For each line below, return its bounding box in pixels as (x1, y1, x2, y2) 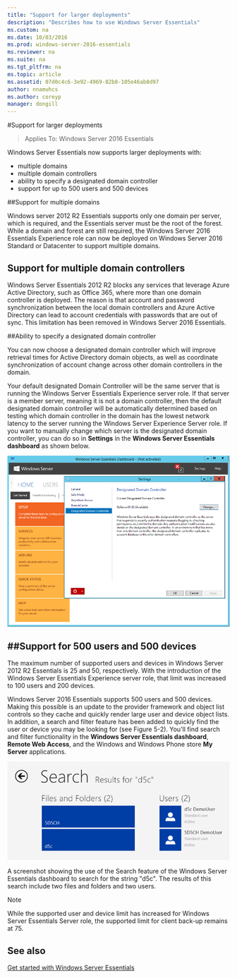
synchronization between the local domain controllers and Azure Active (7, 303, 215, 312)
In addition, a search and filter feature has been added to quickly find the (7, 718, 219, 726)
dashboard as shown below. (7, 441, 90, 450)
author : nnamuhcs (7, 85, 59, 93)
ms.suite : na (7, 56, 46, 63)
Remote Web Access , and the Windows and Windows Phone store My (7, 740, 213, 749)
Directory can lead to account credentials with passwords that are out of (7, 310, 218, 319)
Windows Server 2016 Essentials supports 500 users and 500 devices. (7, 695, 213, 704)
